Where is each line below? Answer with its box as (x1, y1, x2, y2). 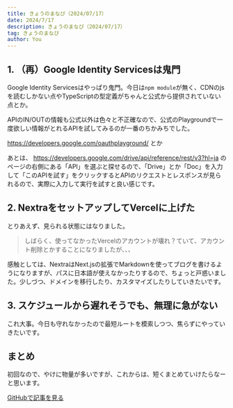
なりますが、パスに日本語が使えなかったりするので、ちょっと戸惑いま (19, 268, 220, 277)
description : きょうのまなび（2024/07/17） (7, 23, 126, 30)
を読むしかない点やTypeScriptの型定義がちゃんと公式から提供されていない (7, 92, 221, 100)
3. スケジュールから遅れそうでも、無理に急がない (7, 300, 218, 311)
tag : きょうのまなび (7, 29, 60, 37)
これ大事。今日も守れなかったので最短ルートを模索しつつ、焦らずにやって (7, 319, 220, 327)
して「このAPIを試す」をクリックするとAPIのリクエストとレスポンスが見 (7, 171, 216, 179)
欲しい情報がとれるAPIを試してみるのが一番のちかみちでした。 (13, 124, 193, 132)
